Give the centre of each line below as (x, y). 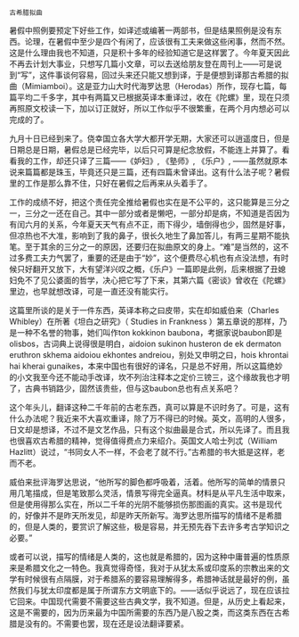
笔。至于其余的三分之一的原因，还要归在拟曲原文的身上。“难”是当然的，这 (145, 247)
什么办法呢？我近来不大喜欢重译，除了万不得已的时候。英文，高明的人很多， (149, 418)
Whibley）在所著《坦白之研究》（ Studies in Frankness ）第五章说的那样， (145, 321)
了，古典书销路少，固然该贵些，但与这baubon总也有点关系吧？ (125, 388)
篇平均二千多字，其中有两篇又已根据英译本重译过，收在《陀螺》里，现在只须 (149, 97)
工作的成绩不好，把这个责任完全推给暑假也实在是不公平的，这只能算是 (138, 202)
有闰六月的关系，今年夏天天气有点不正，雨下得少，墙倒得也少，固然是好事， (149, 224)
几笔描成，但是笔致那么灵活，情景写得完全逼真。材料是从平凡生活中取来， (153, 493)
